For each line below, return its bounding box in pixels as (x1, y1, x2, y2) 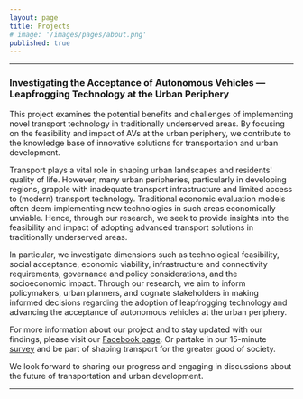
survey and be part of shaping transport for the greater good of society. (9, 343, 277, 354)
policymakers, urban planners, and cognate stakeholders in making (9, 287, 260, 298)
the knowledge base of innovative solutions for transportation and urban (9, 137, 279, 148)
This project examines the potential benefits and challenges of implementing (9, 108, 294, 119)
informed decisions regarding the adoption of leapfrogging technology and (9, 297, 288, 308)
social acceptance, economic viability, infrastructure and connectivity (9, 258, 268, 269)
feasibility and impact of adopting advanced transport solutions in (9, 222, 254, 233)
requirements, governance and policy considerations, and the (9, 268, 238, 279)
